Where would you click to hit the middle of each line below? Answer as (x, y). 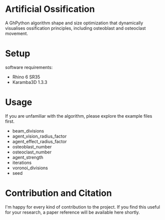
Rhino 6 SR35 (26, 77)
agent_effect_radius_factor (39, 141)
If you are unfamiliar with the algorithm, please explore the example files (79, 116)
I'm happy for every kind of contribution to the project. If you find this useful (82, 207)
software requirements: (29, 67)
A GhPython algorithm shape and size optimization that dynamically (74, 23)
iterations (22, 162)
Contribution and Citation (59, 193)
